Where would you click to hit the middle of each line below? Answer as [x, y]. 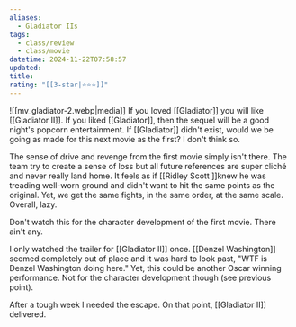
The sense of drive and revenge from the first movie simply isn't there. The [148, 156]
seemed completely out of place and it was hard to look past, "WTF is [139, 259]
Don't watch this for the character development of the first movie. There [143, 222]
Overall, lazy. [33, 204]
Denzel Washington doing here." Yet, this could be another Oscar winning [145, 268]
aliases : [26, 18]
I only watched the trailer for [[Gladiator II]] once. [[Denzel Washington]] [143, 249]
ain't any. [26, 232]
